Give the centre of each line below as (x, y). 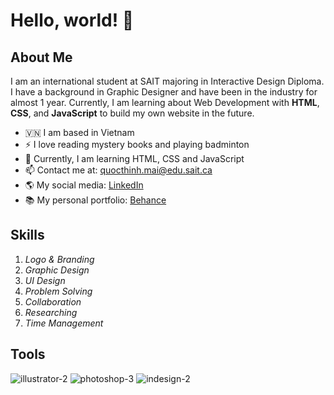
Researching (51, 312)
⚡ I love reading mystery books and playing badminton (137, 144)
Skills (27, 235)
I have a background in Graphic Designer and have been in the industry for (164, 92)
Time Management (64, 323)
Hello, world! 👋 (72, 20)
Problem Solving (58, 291)
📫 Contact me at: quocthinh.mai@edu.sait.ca (118, 170)
